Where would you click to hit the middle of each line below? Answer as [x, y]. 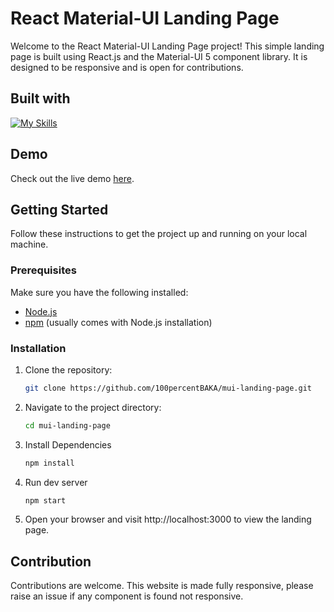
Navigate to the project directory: [93, 407]
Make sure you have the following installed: [99, 292]
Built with [40, 98]
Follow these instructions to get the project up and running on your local [159, 234]
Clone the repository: [68, 369]
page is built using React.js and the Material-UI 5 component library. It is [159, 56]
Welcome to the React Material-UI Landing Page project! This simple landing [167, 46]
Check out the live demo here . [72, 178]
